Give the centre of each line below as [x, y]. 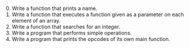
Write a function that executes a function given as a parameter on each [98, 14]
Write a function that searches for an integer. [66, 27]
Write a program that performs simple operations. [72, 33]
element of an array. [36, 21]
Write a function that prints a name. [54, 8]
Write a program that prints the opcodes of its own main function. [91, 39]
